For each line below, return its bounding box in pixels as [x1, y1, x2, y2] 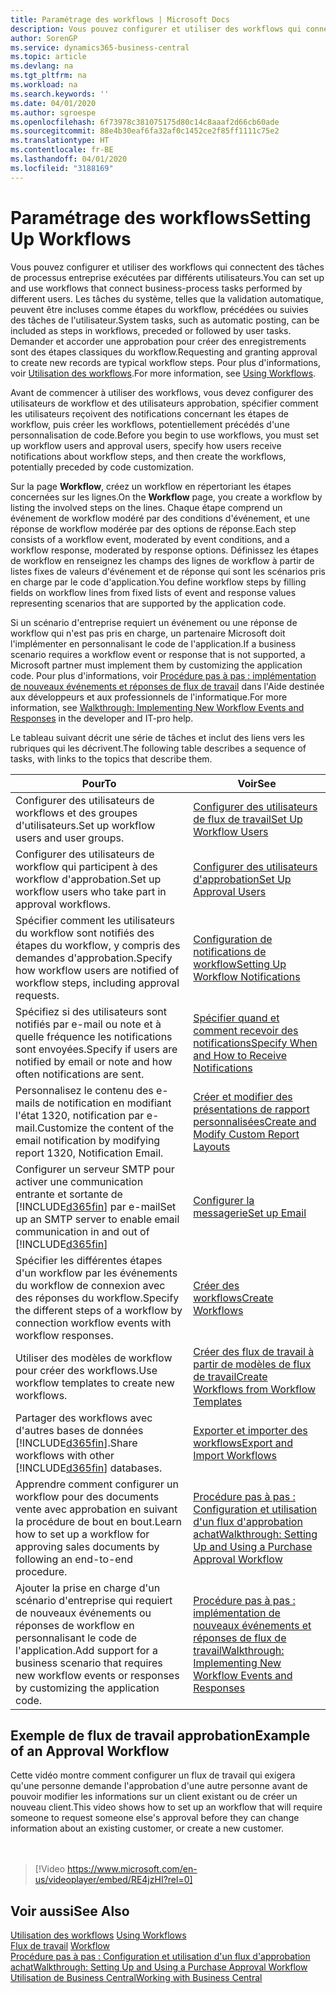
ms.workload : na [10, 80, 78, 90]
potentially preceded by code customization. [10, 461, 195, 473]
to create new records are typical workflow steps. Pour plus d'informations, [10, 356, 322, 368]
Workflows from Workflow [193, 1382, 317, 1396]
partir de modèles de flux [193, 1357, 312, 1371]
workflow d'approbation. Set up [15, 872, 162, 886]
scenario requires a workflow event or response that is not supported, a [10, 648, 306, 660]
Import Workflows [193, 1448, 277, 1462]
